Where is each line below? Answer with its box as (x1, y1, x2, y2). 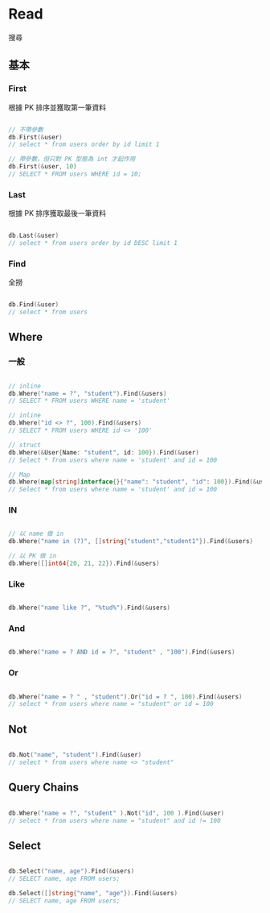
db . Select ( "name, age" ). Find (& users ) (8, 867, 135, 875)
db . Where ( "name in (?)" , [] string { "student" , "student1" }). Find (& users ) (8, 537, 253, 546)
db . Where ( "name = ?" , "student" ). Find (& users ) (8, 389, 167, 397)
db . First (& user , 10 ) (8, 163, 78, 171)
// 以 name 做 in (8, 529, 64, 538)
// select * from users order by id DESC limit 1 (8, 239, 178, 247)
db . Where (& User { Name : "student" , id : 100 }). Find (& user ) (8, 448, 199, 456)
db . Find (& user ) (8, 301, 59, 309)
